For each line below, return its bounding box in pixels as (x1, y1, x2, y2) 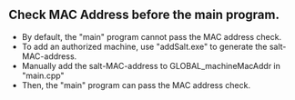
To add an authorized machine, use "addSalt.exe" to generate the (21, 41, 268, 52)
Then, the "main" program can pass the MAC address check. (21, 79, 251, 90)
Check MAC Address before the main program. (8, 7, 280, 23)
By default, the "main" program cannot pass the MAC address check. (21, 31, 282, 42)
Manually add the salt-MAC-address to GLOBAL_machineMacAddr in (21, 60, 281, 71)
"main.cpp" (21, 70, 65, 81)
